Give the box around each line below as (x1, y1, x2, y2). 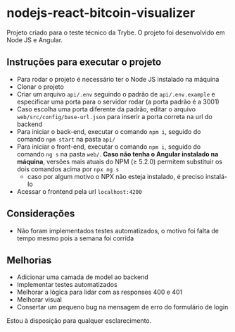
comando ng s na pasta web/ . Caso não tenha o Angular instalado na (16, 149, 219, 158)
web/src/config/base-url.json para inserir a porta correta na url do (16, 112, 212, 121)
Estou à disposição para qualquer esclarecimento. (6, 316, 152, 325)
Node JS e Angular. (6, 35, 63, 44)
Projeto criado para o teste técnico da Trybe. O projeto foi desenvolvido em (6, 28, 225, 37)
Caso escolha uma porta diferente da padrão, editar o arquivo (16, 104, 196, 113)
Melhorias (6, 254, 52, 266)
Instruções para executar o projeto (6, 56, 162, 68)
